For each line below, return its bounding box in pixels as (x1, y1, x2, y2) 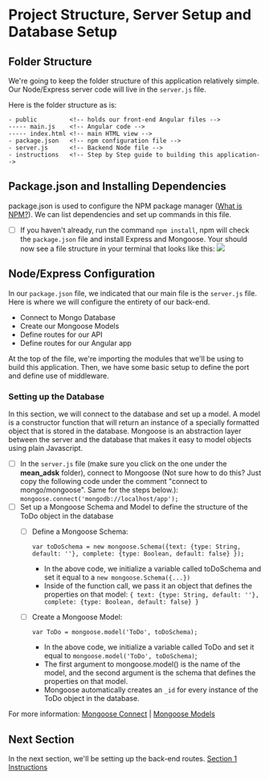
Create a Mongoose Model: (31, 613, 123, 622)
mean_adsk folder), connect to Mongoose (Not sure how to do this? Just (19, 468, 262, 478)
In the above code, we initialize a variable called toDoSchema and (43, 564, 262, 574)
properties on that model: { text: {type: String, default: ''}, (43, 589, 259, 600)
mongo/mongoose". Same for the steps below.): (19, 485, 179, 495)
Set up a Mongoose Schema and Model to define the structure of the (19, 502, 248, 512)
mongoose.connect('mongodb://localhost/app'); (19, 495, 179, 503)
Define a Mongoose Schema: (31, 527, 128, 536)
